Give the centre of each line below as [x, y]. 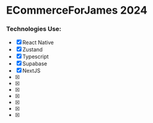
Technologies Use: [34, 29]
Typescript [35, 56]
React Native [38, 43]
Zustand [32, 50]
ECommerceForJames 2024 [77, 10]
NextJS [31, 71]
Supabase [35, 64]
